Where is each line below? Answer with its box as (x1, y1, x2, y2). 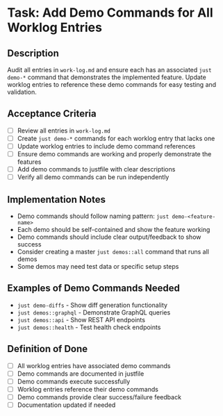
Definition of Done (7, 343, 88, 355)
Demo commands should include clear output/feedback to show (17, 233, 201, 241)
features (17, 158, 42, 166)
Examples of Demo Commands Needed (7, 283, 181, 294)
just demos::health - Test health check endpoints (17, 323, 161, 331)
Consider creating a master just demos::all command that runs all (17, 248, 210, 256)
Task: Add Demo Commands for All (7, 5, 213, 21)
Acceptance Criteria (7, 108, 97, 119)
